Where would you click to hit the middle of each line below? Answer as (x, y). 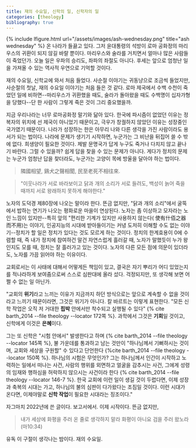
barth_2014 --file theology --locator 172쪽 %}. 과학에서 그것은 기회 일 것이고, (96, 316)
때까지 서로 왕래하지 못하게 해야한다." (63, 191)
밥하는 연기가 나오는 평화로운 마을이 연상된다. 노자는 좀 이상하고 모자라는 (99, 211)
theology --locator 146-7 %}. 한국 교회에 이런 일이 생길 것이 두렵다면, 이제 (92, 380)
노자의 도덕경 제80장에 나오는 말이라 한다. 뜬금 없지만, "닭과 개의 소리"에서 (91, 203)
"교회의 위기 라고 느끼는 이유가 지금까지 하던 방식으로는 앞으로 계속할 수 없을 (92, 294)
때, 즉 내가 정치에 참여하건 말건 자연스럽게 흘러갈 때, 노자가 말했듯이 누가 (99, 240)
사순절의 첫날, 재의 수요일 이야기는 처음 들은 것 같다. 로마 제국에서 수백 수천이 (94, 88)
